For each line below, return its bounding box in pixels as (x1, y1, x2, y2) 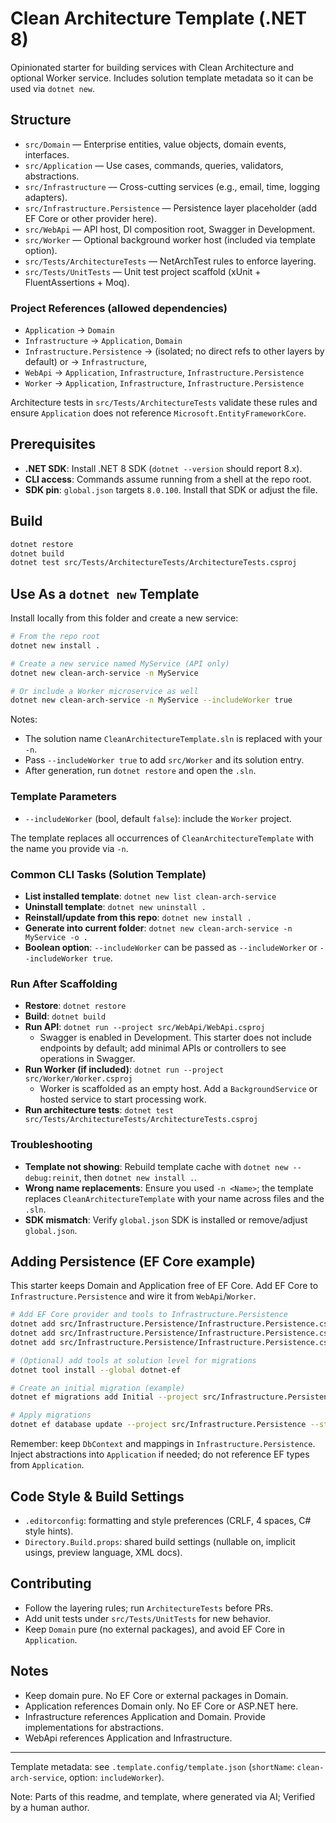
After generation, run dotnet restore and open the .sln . (24, 765, 257, 777)
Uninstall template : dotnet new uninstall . (24, 900, 207, 912)
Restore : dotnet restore (24, 1000, 127, 1012)
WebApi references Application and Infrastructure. (24, 1732, 233, 1744)
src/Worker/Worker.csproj (24, 1074, 133, 1084)
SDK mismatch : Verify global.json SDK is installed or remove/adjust (24, 1213, 308, 1226)
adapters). (24, 191, 68, 203)
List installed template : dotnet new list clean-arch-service (24, 890, 277, 902)
